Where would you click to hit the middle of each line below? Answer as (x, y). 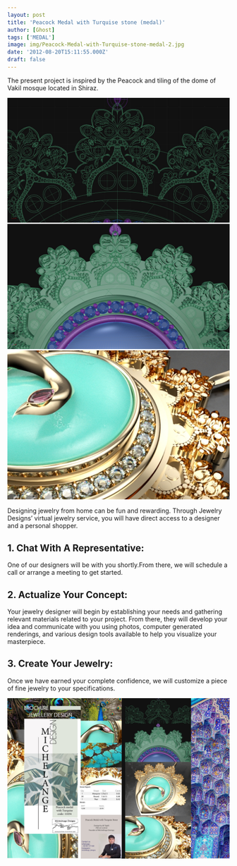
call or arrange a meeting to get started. (65, 573)
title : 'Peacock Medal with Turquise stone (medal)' (86, 22)
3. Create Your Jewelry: (60, 664)
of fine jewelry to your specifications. (61, 688)
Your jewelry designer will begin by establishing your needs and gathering (115, 611)
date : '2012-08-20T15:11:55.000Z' (58, 52)
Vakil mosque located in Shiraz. (53, 87)
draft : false (26, 60)
